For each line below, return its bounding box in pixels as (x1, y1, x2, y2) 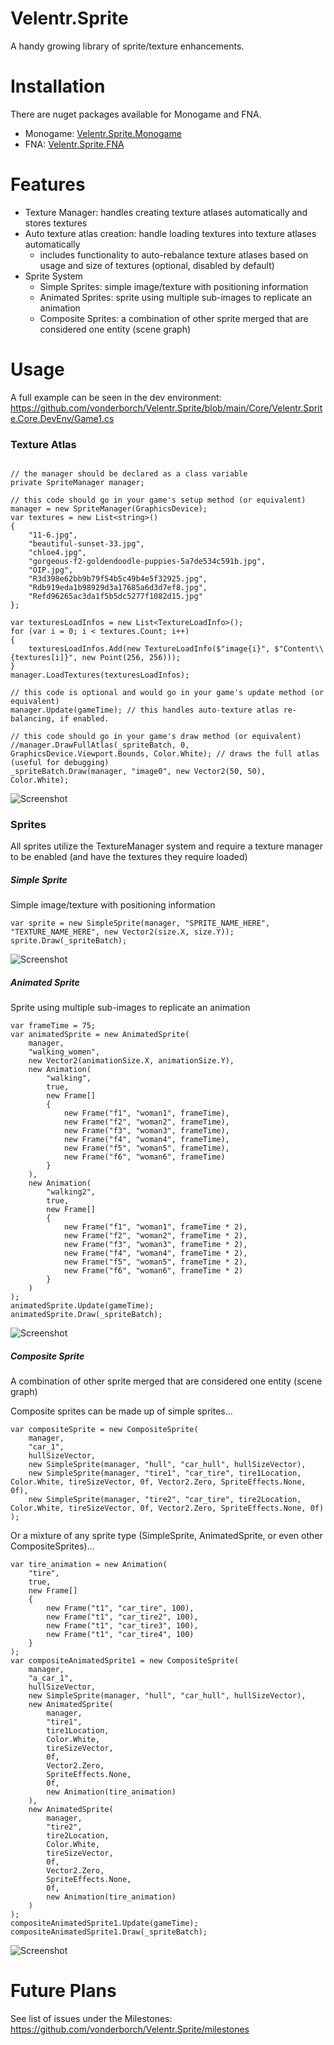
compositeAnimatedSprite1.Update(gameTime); (10, 1918, 199, 1929)
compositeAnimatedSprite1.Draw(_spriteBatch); (10, 1927, 208, 1937)
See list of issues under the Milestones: (10, 2013, 173, 2025)
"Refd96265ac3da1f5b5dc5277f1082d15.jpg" (28, 592, 203, 602)
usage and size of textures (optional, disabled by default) (39, 259, 275, 271)
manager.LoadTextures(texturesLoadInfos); (10, 670, 190, 681)
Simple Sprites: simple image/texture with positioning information (39, 280, 309, 292)
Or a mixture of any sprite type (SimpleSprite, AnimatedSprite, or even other (10, 1530, 323, 1542)
